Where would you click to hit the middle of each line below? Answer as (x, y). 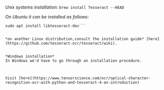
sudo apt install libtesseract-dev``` (45, 26)
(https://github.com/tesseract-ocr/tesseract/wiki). (61, 43)
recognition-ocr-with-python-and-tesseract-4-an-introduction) (72, 83)
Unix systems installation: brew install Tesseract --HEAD (65, 7)
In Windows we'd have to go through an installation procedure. (73, 61)
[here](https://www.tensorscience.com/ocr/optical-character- (84, 78)
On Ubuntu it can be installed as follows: (47, 17)
